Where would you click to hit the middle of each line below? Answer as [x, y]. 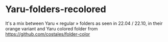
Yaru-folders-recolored [56, 9]
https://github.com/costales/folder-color [48, 34]
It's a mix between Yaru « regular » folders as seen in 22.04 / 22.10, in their [84, 23]
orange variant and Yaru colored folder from [52, 28]
